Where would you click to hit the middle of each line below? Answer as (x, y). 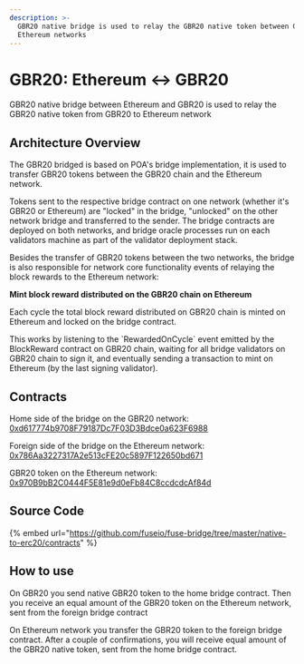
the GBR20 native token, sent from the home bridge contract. (123, 649)
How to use (42, 571)
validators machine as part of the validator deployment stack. (123, 240)
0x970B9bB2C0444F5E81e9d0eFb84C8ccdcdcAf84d (110, 483)
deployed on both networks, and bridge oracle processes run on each (140, 230)
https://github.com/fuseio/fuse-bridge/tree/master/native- (178, 532)
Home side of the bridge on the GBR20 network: (100, 418)
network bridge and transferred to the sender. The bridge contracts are (142, 221)
